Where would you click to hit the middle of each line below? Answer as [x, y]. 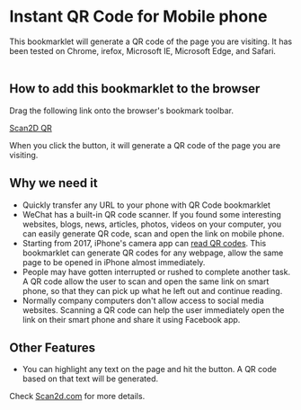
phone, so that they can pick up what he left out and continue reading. [152, 290]
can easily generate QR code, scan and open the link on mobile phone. [153, 233]
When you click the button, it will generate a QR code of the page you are [145, 145]
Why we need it [53, 183]
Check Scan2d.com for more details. [77, 397]
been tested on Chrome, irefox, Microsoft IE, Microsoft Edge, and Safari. [143, 50]
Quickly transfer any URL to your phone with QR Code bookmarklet [146, 205]
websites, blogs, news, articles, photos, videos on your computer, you [151, 224]
